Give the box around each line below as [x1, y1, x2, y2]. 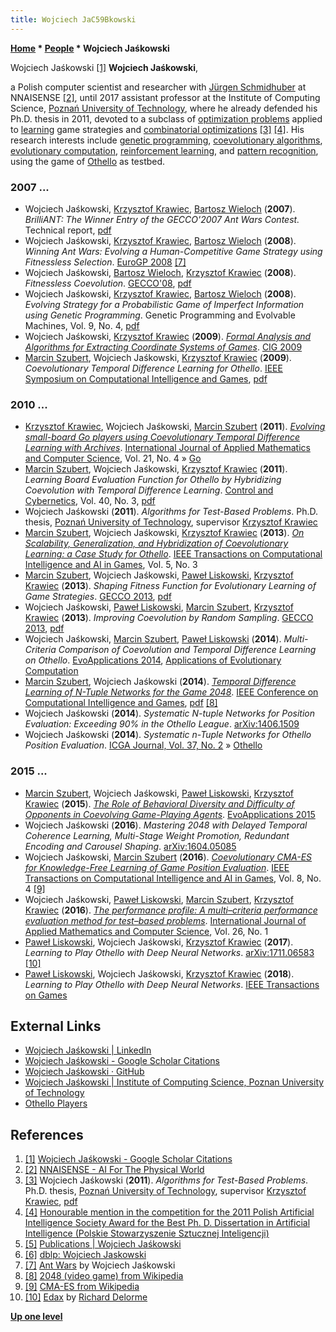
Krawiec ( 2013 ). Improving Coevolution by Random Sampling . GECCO [24, 612, 314, 624]
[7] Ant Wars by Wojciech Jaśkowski [24, 1259, 176, 1271]
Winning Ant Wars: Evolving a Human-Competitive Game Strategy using [24, 245, 323, 257]
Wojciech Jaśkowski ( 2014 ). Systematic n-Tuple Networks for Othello [24, 729, 312, 741]
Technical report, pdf [24, 224, 112, 236]
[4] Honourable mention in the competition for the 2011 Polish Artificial [24, 1206, 315, 1218]
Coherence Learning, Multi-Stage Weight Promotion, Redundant [24, 829, 290, 841]
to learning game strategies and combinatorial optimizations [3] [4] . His [10, 123, 305, 135]
